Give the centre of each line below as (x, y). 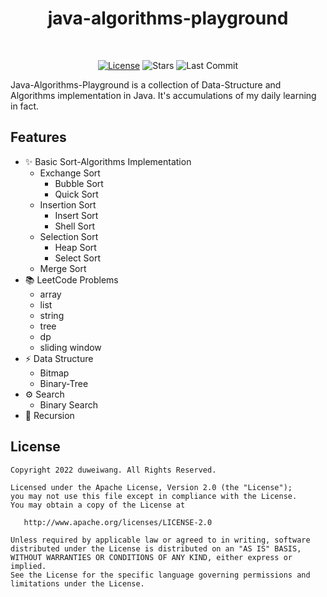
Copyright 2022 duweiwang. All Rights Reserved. (113, 470)
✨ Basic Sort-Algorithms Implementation (108, 161)
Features (38, 137)
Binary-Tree (64, 383)
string (52, 315)
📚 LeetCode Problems (71, 279)
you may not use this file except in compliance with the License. (154, 496)
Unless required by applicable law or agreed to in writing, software (160, 540)
